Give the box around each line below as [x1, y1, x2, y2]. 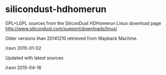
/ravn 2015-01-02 [5, 45, 42, 51]
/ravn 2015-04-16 [5, 64, 42, 70]
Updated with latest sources [5, 54, 64, 61]
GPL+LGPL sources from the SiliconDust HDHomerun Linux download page [5, 20, 161, 26]
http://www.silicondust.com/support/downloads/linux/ [5, 25, 117, 31]
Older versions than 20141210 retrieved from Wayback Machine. [5, 35, 138, 41]
